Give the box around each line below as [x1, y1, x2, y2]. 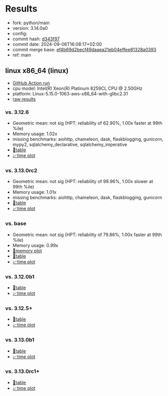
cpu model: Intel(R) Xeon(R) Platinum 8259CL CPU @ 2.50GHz [12, 85, 142, 91]
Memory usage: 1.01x [12, 189, 57, 195]
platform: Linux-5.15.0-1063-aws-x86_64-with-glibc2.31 [12, 90, 128, 96]
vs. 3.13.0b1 [5, 336, 35, 344]
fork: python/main [12, 20, 50, 26]
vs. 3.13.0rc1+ [5, 368, 40, 375]
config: [12, 30, 28, 36]
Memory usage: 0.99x [12, 242, 59, 248]
